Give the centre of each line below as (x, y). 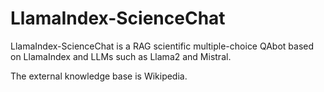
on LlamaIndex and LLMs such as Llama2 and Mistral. (121, 56)
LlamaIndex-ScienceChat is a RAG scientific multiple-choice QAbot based (162, 46)
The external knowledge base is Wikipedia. (99, 76)
